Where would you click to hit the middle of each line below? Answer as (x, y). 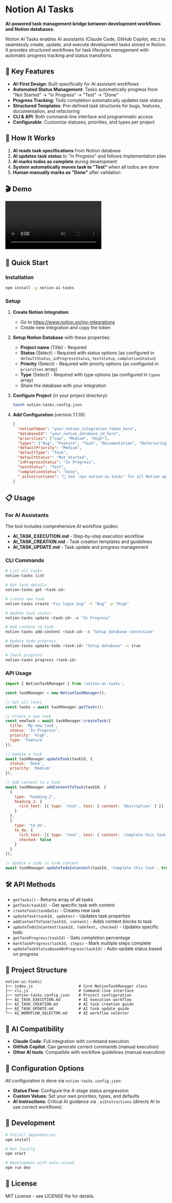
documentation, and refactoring (46, 111)
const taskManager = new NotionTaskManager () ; (56, 693)
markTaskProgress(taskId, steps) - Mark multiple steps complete (82, 943)
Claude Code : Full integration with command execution (71, 1041)
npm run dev (18, 1168)
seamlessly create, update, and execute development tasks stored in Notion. (86, 44)
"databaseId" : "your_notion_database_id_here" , (69, 434)
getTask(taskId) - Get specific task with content (64, 905)
